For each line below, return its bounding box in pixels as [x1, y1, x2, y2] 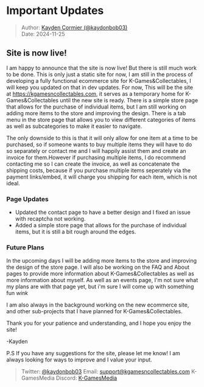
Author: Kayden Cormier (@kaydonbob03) [21, 24, 128, 31]
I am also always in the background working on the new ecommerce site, [6, 301, 189, 308]
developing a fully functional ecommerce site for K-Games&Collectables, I [6, 77, 192, 84]
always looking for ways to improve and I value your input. [6, 356, 152, 363]
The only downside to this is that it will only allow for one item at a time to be [6, 134, 198, 141]
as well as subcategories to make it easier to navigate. [6, 122, 142, 130]
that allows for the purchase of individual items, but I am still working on [6, 103, 187, 110]
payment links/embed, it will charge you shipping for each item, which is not [6, 173, 197, 180]
